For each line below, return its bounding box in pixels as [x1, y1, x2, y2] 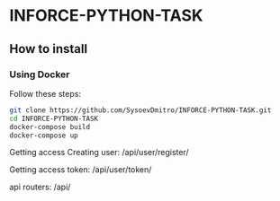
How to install [9, 41, 88, 57]
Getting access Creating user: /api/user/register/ [9, 147, 189, 158]
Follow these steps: [9, 88, 81, 99]
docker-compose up [9, 131, 78, 140]
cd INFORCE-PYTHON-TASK [9, 114, 99, 123]
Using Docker [9, 68, 70, 81]
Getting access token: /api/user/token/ [9, 164, 152, 175]
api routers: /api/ [9, 181, 71, 193]
